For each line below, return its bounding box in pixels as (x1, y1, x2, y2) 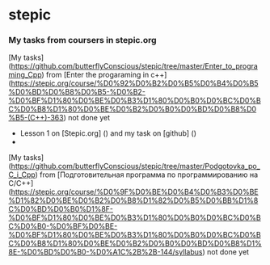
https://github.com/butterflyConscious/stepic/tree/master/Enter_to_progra (11, 61, 259, 71)
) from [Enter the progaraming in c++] (41, 70, 167, 80)
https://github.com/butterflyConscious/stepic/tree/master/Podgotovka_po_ (11, 162, 260, 171)
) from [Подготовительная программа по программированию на (35, 170, 259, 179)
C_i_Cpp (8, 170, 36, 179)
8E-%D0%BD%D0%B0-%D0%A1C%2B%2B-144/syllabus (8, 247, 203, 257)
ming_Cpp (8, 70, 42, 80)
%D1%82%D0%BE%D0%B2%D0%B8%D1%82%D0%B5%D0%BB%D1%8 (8, 196, 259, 205)
